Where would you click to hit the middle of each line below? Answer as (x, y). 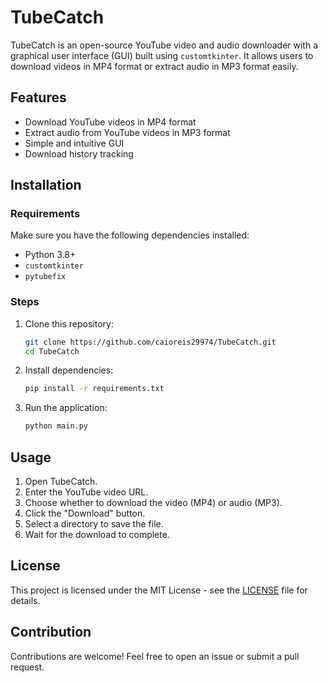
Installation (46, 185)
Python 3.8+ (50, 255)
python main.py (56, 426)
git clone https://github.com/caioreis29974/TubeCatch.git (150, 342)
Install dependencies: (69, 370)
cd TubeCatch (52, 351)
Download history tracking (79, 153)
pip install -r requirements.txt (94, 389)
